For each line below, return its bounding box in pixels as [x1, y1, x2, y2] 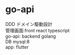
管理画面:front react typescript [5, 27, 70, 34]
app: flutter [5, 44, 29, 50]
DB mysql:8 [5, 38, 30, 44]
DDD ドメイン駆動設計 [5, 21, 53, 27]
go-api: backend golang [5, 33, 57, 39]
